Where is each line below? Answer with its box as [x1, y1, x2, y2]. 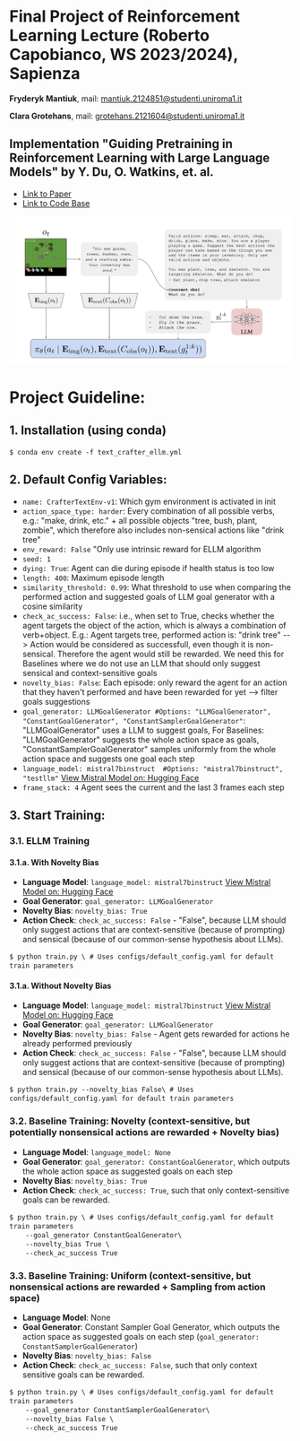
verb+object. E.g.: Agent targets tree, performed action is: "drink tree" [21, 629, 281, 640]
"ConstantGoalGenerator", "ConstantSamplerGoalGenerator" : [21, 715, 246, 725]
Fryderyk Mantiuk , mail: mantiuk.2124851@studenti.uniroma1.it [9, 92, 243, 104]
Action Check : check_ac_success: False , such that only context [21, 1359, 258, 1370]
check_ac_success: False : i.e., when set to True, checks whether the [21, 610, 275, 621]
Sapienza [9, 64, 81, 84]
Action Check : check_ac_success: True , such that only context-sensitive [21, 1185, 289, 1195]
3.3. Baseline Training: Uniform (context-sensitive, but [9, 1269, 252, 1281]
